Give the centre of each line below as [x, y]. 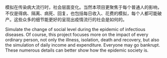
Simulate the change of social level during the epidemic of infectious [75, 29]
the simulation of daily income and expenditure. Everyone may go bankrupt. [83, 45]
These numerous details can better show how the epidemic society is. [77, 50]
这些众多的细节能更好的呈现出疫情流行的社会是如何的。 [70, 19]
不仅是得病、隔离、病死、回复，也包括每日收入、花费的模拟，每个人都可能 [81, 13]
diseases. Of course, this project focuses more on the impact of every [77, 34]
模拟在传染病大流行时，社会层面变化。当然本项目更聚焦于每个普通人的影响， [83, 7]
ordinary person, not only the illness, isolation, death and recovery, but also [82, 40]
